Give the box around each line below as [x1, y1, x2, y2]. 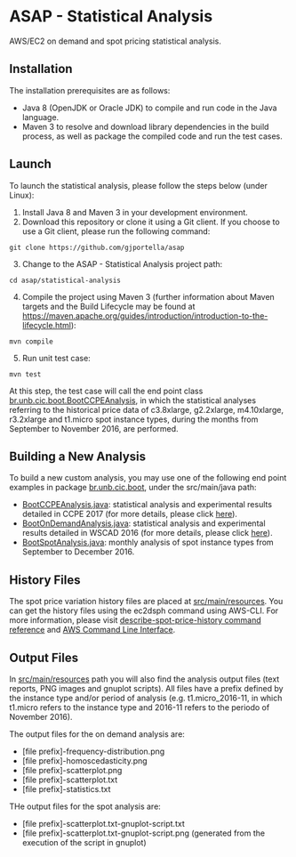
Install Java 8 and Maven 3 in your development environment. [21, 206, 249, 217]
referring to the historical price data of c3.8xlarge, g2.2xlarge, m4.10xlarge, [9, 404, 284, 415]
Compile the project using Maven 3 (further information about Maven [21, 291, 276, 302]
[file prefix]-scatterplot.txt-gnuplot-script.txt [21, 819, 185, 829]
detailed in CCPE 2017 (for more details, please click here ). [21, 509, 238, 520]
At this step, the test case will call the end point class [9, 385, 204, 396]
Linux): [9, 190, 35, 200]
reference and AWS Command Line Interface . [9, 625, 176, 635]
